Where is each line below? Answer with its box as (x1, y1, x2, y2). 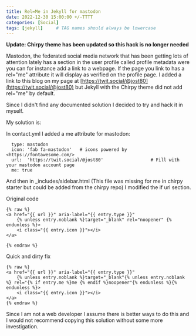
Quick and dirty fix (6, 253, 51, 260)
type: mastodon (11, 142, 49, 147)
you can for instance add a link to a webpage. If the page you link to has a (6, 65, 185, 72)
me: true (11, 167, 33, 173)
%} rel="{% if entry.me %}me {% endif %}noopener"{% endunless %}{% (6, 280, 177, 285)
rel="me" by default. (6, 90, 56, 97)
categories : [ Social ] (6, 19, 59, 25)
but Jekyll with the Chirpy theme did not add (75, 83, 183, 91)
